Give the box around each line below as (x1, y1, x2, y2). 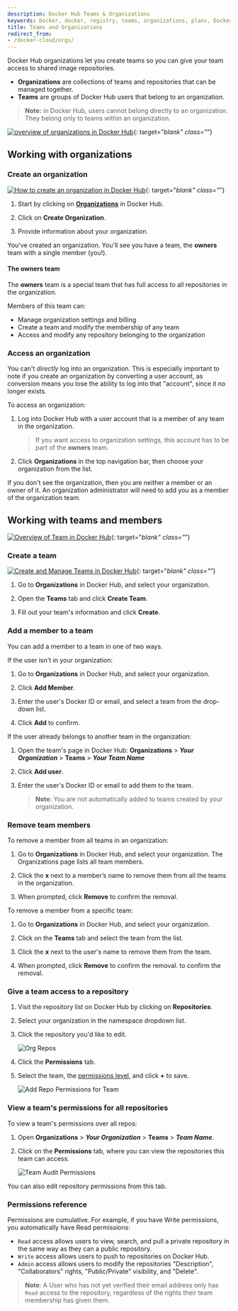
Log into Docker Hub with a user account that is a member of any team (17, 415, 225, 423)
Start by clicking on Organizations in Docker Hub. (17, 200, 164, 208)
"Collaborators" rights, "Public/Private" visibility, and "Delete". (17, 1267, 199, 1275)
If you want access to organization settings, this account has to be (35, 436, 229, 445)
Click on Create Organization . (17, 213, 106, 222)
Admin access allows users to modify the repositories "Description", (17, 1259, 214, 1268)
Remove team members (7, 820, 91, 829)
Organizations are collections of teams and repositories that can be (17, 77, 216, 86)
